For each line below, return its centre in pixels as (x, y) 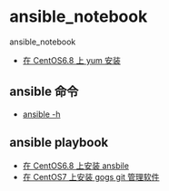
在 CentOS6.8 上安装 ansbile (76, 166)
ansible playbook (59, 143)
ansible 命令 (44, 92)
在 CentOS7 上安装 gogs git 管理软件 (91, 177)
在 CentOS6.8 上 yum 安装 (71, 60)
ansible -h (41, 114)
